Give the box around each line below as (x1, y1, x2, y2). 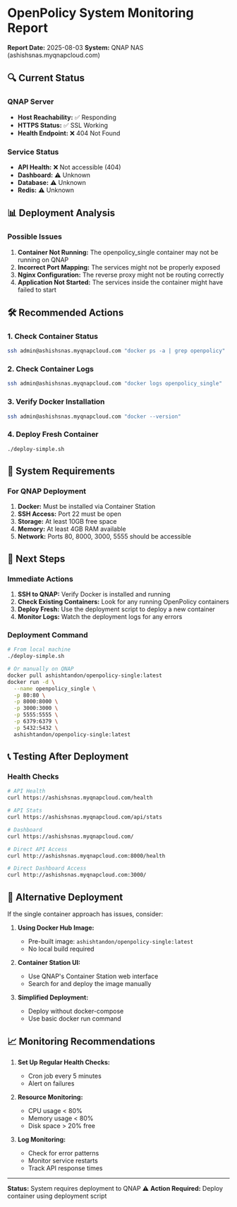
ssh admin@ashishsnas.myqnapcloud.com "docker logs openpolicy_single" (7, 380, 222, 388)
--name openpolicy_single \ (13, 685, 97, 692)
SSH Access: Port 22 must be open (17, 510, 121, 518)
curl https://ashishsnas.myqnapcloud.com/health (7, 794, 153, 802)
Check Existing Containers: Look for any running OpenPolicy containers (17, 598, 229, 606)
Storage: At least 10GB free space (17, 517, 118, 526)
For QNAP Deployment (7, 486, 87, 496)
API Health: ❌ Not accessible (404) (17, 162, 121, 171)
